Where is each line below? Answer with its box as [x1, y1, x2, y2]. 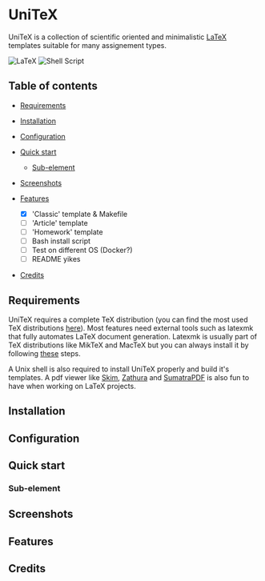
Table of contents [8, 79, 98, 93]
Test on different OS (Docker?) [31, 246, 134, 254]
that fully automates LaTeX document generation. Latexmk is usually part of [8, 331, 258, 341]
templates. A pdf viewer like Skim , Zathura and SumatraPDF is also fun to [8, 372, 250, 382]
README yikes [31, 254, 81, 264]
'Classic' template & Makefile [31, 209, 128, 218]
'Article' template [31, 218, 88, 227]
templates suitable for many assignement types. [8, 40, 167, 50]
